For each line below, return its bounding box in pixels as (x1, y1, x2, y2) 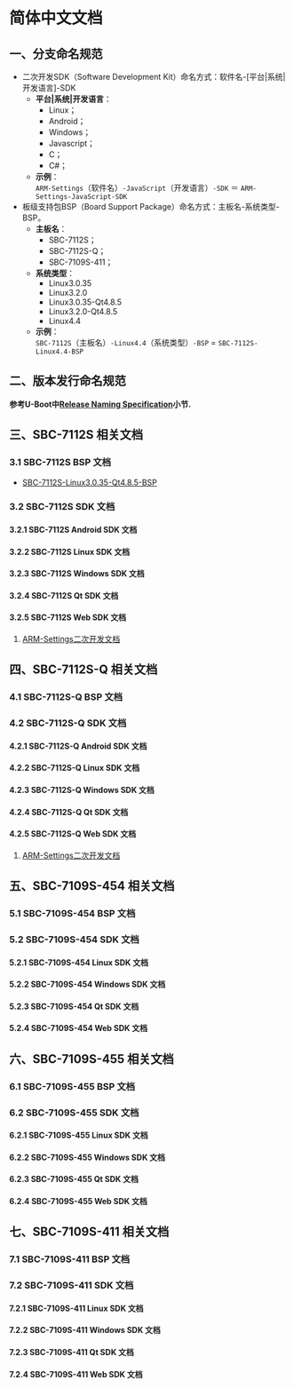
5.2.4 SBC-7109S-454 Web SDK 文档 (9, 1023, 148, 1034)
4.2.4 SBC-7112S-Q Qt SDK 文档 (9, 806, 129, 817)
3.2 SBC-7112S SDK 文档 (9, 501, 115, 513)
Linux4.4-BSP (35, 347, 84, 356)
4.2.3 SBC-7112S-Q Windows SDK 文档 (9, 785, 155, 796)
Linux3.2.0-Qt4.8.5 (48, 306, 118, 316)
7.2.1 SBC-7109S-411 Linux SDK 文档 (9, 1303, 144, 1313)
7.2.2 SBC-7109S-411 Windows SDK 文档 (9, 1325, 162, 1336)
